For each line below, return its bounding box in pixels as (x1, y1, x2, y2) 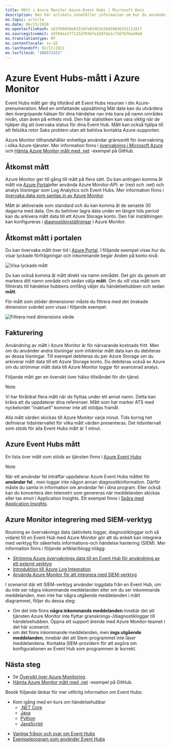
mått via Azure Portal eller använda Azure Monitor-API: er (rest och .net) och (5, 182, 164, 188)
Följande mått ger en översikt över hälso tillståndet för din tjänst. (5, 373, 140, 380)
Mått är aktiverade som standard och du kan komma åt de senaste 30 (5, 202, 151, 208)
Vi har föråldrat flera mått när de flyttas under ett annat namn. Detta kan (5, 393, 156, 400)
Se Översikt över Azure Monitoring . (12, 674, 87, 680)
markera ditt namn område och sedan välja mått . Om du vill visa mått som (5, 278, 160, 284)
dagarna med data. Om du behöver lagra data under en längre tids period (5, 208, 159, 214)
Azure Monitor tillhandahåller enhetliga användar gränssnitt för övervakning (5, 137, 164, 143)
